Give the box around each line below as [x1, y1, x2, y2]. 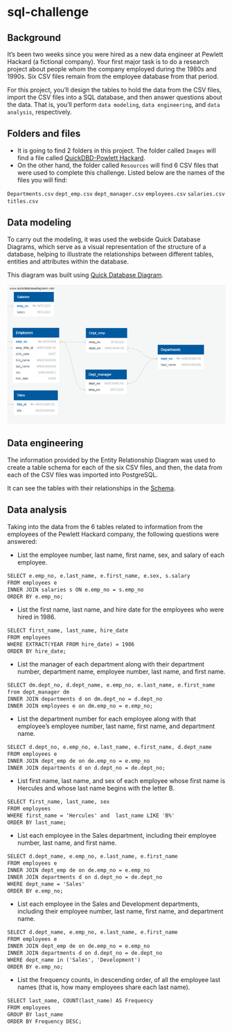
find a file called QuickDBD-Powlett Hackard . [17, 153, 145, 162]
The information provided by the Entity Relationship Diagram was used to [7, 456, 216, 464]
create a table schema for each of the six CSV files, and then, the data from [7, 463, 223, 472]
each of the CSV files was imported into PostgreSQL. [7, 470, 158, 479]
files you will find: [17, 175, 68, 184]
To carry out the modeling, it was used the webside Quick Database [7, 235, 201, 243]
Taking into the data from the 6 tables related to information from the [7, 522, 203, 531]
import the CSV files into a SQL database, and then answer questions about [7, 93, 223, 101]
